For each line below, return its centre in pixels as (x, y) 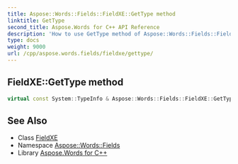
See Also (27, 120)
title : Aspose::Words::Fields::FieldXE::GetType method (91, 14)
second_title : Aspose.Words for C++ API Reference (84, 27)
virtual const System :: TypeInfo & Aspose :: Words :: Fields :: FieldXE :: (110, 99)
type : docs (23, 40)
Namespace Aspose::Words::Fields (69, 146)
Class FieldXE (38, 138)
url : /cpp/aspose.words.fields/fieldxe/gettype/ (80, 54)
